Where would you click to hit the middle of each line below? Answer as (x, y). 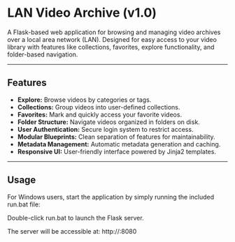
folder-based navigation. (43, 54)
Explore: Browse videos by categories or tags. (84, 100)
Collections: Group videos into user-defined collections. (99, 107)
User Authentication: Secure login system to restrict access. (105, 129)
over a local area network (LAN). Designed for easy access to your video (112, 39)
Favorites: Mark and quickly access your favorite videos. (100, 114)
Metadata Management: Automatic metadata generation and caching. (119, 144)
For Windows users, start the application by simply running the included (111, 197)
